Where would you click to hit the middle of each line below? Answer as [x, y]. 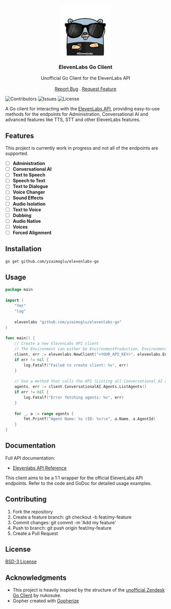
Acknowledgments [36, 578]
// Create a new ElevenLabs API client [57, 344]
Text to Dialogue [30, 186]
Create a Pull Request [35, 533]
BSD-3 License [21, 561]
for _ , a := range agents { [44, 414]
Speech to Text [29, 181]
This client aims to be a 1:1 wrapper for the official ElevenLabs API [74, 478]
